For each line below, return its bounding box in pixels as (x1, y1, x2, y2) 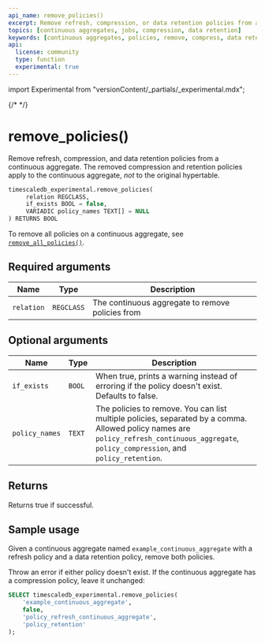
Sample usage (8, 522, 80, 536)
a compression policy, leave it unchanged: (8, 576, 145, 585)
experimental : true (15, 63, 80, 71)
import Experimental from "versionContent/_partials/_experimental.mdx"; (8, 84, 245, 94)
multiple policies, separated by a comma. (95, 413, 247, 424)
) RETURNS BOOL (8, 215, 58, 223)
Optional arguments (8, 334, 109, 347)
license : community (15, 48, 80, 56)
